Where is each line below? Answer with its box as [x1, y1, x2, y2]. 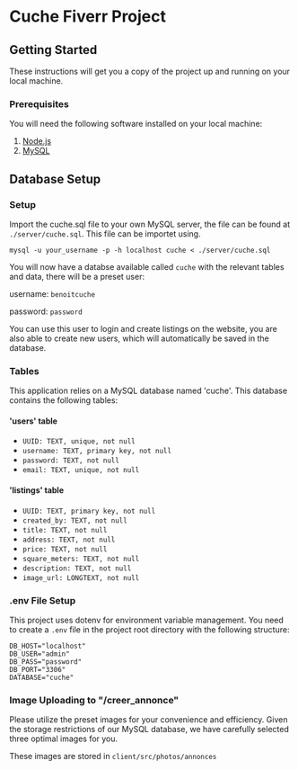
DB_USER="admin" [9, 649, 70, 658]
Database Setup [9, 171, 101, 186]
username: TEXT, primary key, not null [22, 447, 172, 456]
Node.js [22, 136, 52, 147]
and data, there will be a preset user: [9, 271, 145, 282]
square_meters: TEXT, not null [22, 554, 140, 563]
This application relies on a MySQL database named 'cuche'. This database [9, 385, 288, 397]
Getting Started [9, 42, 98, 58]
